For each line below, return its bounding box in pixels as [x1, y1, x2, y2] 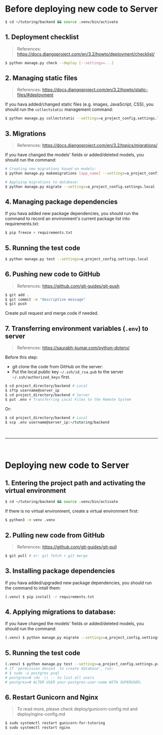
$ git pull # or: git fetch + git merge [5, 553, 88, 558]
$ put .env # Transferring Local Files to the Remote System [5, 397, 131, 402]
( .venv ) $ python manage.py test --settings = [5, 662, 98, 666]
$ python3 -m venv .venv [5, 518, 55, 522]
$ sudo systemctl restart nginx [5, 725, 70, 730]
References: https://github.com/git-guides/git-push [16, 283, 120, 289]
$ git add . [5, 292, 29, 297]
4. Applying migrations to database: [5, 608, 116, 616]
